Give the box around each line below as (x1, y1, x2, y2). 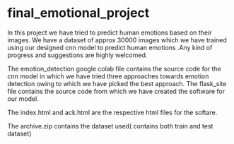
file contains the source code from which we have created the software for (7, 87, 225, 95)
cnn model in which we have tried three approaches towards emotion (7, 72, 209, 80)
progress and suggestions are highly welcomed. (7, 51, 148, 59)
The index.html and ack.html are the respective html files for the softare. (7, 108, 218, 116)
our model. (7, 94, 39, 103)
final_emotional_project (7, 5, 150, 21)
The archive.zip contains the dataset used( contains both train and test (7, 121, 213, 130)
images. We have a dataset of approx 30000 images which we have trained (7, 35, 228, 44)
